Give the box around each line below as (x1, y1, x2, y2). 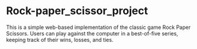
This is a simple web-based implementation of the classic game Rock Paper (6, 24, 191, 31)
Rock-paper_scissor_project (6, 4, 148, 18)
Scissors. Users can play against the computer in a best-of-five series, (6, 30, 179, 37)
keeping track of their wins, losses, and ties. (6, 36, 114, 43)
